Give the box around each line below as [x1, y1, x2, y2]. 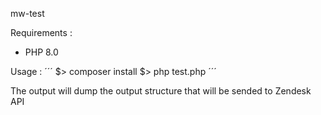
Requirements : [10, 27, 73, 38]
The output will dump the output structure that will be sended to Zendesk [10, 85, 312, 97]
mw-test [10, 8, 45, 19]
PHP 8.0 [24, 46, 59, 58]
